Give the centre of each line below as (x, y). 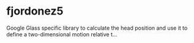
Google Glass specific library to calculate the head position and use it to (97, 28)
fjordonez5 (35, 11)
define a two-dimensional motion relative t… (62, 34)
